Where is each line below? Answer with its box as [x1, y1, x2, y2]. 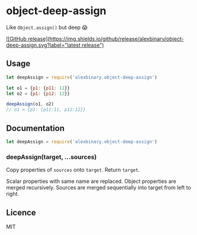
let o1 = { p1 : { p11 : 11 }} [6, 85, 70, 91]
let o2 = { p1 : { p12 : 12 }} [6, 91, 70, 96]
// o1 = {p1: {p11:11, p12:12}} [6, 107, 86, 113]
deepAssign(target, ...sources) [6, 153, 97, 161]
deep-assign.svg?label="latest [6, 41, 81, 49]
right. [6, 191, 20, 198]
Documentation [6, 123, 65, 133]
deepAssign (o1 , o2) [6, 101, 54, 107]
